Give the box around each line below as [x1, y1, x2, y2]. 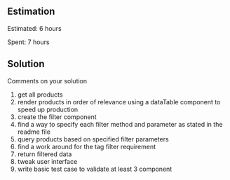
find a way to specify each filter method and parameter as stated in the [17, 120, 223, 128]
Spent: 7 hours [7, 38, 50, 46]
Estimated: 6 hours [7, 24, 62, 32]
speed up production [17, 105, 79, 113]
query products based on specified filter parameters [17, 134, 170, 143]
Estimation [7, 6, 55, 18]
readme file [17, 127, 51, 136]
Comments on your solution [7, 76, 88, 85]
